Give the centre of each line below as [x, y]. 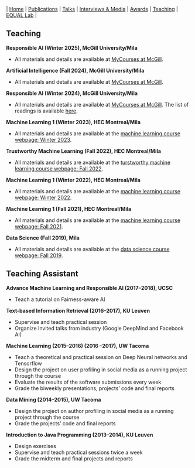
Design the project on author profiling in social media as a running [94, 411]
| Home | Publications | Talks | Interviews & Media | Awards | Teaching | [92, 9]
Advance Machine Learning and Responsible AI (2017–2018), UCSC [90, 288]
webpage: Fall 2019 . [39, 255]
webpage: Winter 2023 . [43, 139]
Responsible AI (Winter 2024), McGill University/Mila [72, 93]
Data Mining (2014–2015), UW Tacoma [54, 399]
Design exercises [35, 446]
